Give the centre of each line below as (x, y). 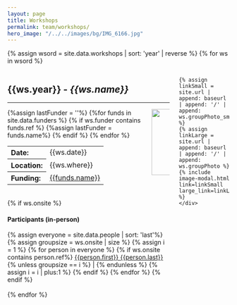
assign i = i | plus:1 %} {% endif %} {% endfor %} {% (84, 273)
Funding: (26, 178)
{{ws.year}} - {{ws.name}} (68, 89)
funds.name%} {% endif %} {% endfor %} (69, 135)
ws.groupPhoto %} (204, 166)
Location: (27, 166)
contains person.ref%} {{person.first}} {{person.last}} (85, 257)
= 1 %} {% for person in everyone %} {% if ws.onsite (84, 250)
